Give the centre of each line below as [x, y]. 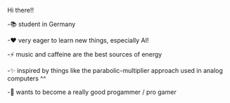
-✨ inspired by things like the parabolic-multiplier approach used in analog [115, 70]
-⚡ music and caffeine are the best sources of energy [85, 54]
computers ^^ [27, 78]
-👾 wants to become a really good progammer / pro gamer [92, 92]
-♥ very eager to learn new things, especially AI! [78, 40]
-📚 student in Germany [41, 24]
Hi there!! [21, 10]
